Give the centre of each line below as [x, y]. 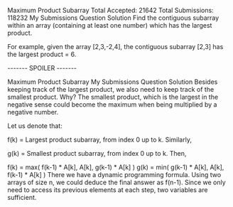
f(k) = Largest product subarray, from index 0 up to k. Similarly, [99, 139]
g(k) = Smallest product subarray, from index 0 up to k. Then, [97, 153]
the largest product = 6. [42, 54]
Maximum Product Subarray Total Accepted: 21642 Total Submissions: [111, 10]
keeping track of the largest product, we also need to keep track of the [111, 89]
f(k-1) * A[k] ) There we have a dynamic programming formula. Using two [114, 175]
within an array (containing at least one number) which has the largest [110, 25]
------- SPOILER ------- [42, 68]
